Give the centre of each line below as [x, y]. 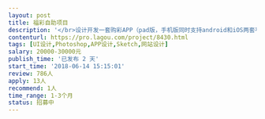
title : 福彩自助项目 [38, 23]
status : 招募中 [31, 103]
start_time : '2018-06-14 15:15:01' [67, 67]
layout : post [30, 15]
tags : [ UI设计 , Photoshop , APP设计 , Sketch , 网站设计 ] [88, 45]
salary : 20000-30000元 [45, 52]
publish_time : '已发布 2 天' [54, 59]
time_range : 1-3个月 [41, 96]
